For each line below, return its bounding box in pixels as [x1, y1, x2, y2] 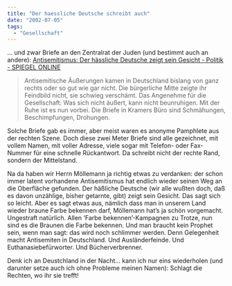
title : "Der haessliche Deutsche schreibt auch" [7, 10, 150, 17]
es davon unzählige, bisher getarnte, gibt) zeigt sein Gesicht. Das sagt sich [7, 192, 221, 200]
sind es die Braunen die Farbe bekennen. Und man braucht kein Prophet [7, 221, 213, 229]
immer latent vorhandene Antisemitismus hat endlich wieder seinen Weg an [7, 177, 223, 186]
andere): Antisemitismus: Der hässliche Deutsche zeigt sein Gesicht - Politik [7, 56, 224, 64]
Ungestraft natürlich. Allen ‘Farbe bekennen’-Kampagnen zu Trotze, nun [7, 214, 213, 222]
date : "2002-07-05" [7, 17, 64, 24]
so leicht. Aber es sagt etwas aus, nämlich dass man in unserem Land [7, 199, 206, 208]
